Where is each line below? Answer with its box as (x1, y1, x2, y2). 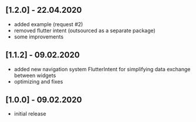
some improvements (13, 33, 64, 40)
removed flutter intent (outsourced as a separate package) (13, 27, 156, 34)
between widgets (13, 72, 56, 79)
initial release (13, 110, 46, 117)
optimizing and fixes (13, 78, 63, 85)
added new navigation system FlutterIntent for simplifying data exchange (13, 65, 191, 72)
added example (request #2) (13, 20, 83, 27)
